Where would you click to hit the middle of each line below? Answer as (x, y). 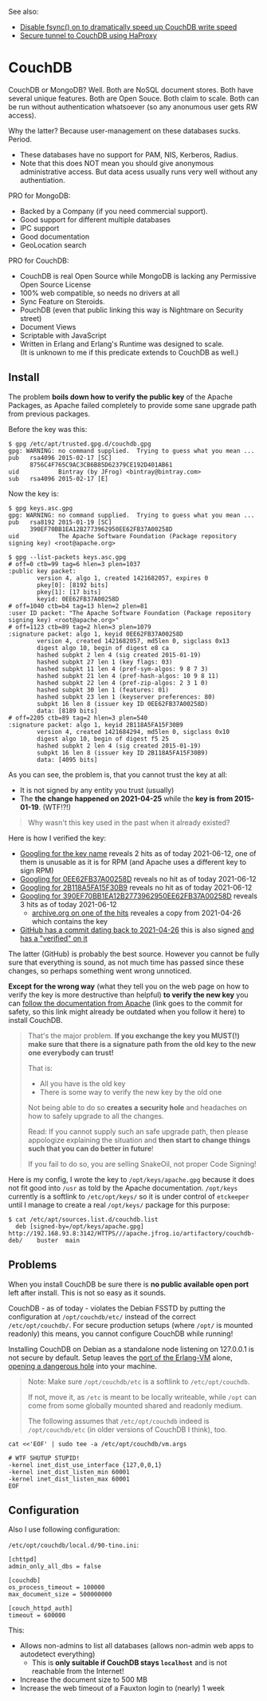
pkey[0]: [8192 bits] (73, 585)
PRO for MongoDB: (39, 196)
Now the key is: (33, 494)
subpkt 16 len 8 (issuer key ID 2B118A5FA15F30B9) (123, 753)
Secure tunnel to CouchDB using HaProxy (88, 36)
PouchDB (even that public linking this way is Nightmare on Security (132, 310)
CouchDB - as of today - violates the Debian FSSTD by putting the (117, 1308)
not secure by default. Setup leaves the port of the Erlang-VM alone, (120, 1358)
